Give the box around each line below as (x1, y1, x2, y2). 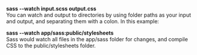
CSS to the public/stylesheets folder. (6, 42, 96, 49)
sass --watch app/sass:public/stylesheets (6, 29, 114, 36)
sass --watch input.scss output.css (6, 5, 96, 12)
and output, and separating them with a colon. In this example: (6, 18, 160, 25)
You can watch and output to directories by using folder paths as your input (6, 11, 192, 19)
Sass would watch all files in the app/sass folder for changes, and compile (6, 36, 189, 42)
